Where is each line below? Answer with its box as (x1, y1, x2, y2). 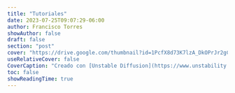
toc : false (7, 69, 39, 76)
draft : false (7, 36, 45, 43)
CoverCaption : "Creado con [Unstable (7, 62, 117, 69)
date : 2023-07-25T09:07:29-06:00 (7, 17, 105, 24)
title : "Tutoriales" (7, 10, 68, 17)
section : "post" (7, 43, 55, 50)
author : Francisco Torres (7, 23, 83, 30)
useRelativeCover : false (7, 56, 80, 63)
